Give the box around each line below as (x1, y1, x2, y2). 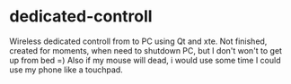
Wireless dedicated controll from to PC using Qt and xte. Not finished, (9, 36, 268, 46)
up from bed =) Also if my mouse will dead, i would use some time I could (9, 55, 281, 65)
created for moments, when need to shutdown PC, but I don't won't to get (9, 45, 283, 55)
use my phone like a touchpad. (9, 64, 123, 75)
